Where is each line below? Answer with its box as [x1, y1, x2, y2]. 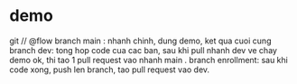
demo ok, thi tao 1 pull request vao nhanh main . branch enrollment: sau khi [9, 54, 289, 65]
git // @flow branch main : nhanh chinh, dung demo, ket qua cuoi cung [9, 35, 272, 46]
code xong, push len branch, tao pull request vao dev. [9, 64, 210, 75]
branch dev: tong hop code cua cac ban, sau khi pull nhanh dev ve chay [9, 44, 278, 55]
